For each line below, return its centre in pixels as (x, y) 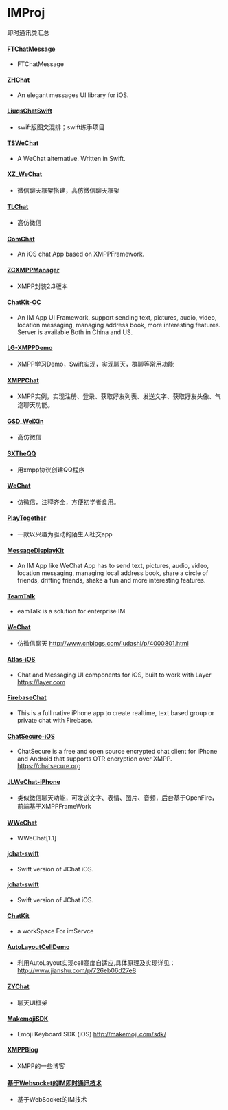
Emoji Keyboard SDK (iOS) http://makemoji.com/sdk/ (92, 1034)
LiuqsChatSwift (30, 111)
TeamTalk (21, 596)
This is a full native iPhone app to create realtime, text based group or (116, 713)
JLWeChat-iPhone (34, 781)
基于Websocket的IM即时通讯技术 (54, 1083)
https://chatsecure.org (49, 766)
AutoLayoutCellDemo (38, 946)
